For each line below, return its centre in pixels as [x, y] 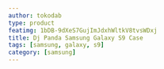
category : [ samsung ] [42, 52]
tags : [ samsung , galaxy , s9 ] [56, 45]
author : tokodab [35, 15]
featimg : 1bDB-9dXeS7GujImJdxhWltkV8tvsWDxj [83, 30]
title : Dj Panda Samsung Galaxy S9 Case [76, 38]
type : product [32, 23]
